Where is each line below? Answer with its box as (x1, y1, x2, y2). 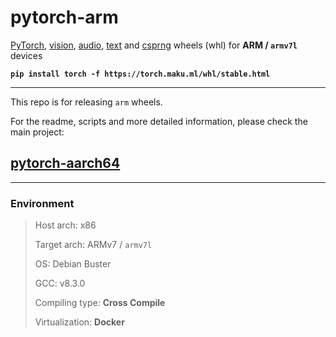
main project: (10, 126, 65, 138)
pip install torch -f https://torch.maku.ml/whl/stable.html (10, 69, 271, 79)
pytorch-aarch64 (10, 155, 121, 172)
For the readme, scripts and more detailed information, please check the (10, 115, 308, 127)
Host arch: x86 (34, 219, 97, 231)
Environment (10, 196, 75, 210)
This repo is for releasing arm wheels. (10, 96, 163, 108)
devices (10, 49, 43, 61)
